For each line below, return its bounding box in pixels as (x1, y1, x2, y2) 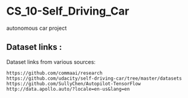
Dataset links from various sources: (6, 58, 96, 65)
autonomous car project (6, 24, 67, 32)
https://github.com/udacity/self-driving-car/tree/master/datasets (6, 75, 182, 82)
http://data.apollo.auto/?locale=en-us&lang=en (6, 86, 130, 92)
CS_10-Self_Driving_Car (6, 4, 130, 18)
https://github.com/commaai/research (6, 70, 103, 76)
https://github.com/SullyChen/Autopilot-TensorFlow (6, 80, 141, 86)
